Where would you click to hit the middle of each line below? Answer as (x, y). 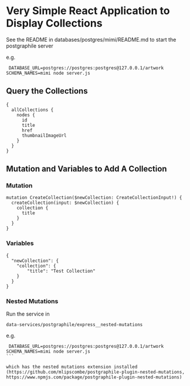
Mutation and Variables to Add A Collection (86, 169)
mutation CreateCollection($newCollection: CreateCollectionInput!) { (94, 198)
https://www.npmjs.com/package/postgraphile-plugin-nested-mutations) (94, 377)
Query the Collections (47, 91)
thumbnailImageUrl (44, 135)
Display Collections (54, 23)
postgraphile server (30, 46)
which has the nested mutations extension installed (72, 367)
